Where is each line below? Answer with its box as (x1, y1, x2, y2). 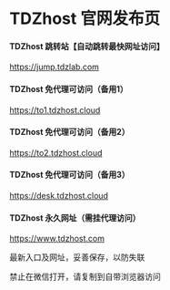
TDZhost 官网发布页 (9, 8, 161, 29)
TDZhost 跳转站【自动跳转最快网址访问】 (9, 40, 165, 51)
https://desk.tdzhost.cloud (9, 191, 109, 201)
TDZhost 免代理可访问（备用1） (9, 83, 129, 94)
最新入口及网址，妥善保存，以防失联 (9, 252, 145, 263)
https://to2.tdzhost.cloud (9, 147, 103, 158)
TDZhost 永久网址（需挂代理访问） (9, 212, 141, 223)
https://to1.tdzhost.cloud (9, 104, 101, 115)
